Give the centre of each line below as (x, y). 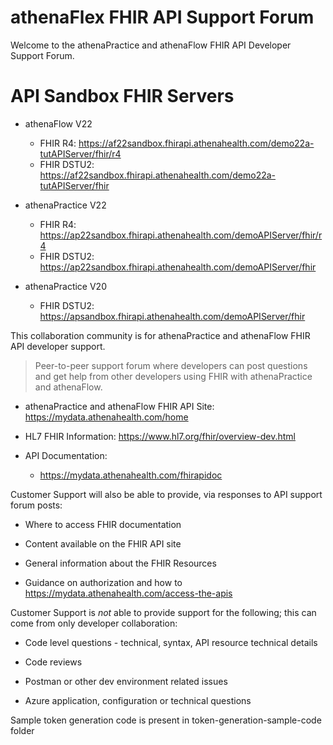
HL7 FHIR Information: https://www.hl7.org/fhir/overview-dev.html (160, 436)
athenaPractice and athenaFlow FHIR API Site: (119, 406)
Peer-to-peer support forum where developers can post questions (171, 365)
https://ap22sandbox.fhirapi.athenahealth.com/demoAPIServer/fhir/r (181, 235)
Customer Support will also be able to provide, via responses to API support (166, 494)
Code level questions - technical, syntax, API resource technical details (171, 642)
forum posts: (36, 505)
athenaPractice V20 (65, 286)
